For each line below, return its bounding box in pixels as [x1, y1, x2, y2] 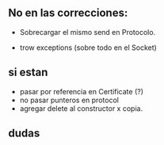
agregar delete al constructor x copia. [19, 103, 143, 113]
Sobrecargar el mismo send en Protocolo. [19, 27, 156, 36]
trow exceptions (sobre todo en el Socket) [19, 43, 157, 52]
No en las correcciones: [8, 6, 128, 20]
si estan [8, 66, 48, 79]
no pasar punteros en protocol [19, 95, 119, 105]
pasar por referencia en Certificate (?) [19, 86, 144, 96]
